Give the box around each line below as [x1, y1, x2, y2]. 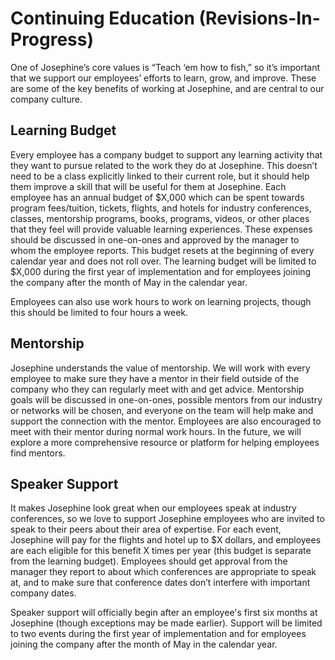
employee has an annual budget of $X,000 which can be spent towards [10, 191, 305, 203]
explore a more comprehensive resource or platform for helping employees [10, 436, 320, 448]
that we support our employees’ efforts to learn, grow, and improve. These [10, 72, 317, 84]
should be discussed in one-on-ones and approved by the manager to [10, 233, 300, 246]
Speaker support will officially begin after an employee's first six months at [10, 607, 318, 619]
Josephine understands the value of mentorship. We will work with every [10, 362, 311, 374]
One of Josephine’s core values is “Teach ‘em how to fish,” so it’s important [10, 61, 321, 73]
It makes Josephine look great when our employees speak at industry [10, 502, 297, 514]
